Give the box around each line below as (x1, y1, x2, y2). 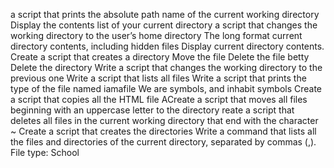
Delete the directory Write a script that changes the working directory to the (10, 62, 323, 73)
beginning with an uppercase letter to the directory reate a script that (10, 104, 295, 116)
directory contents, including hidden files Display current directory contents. (10, 40, 325, 52)
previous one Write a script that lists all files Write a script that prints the (10, 72, 307, 84)
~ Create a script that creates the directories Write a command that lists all (10, 125, 317, 137)
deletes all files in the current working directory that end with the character (10, 115, 319, 126)
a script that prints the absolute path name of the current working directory (10, 9, 320, 20)
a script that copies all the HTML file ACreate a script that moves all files (10, 94, 308, 105)
